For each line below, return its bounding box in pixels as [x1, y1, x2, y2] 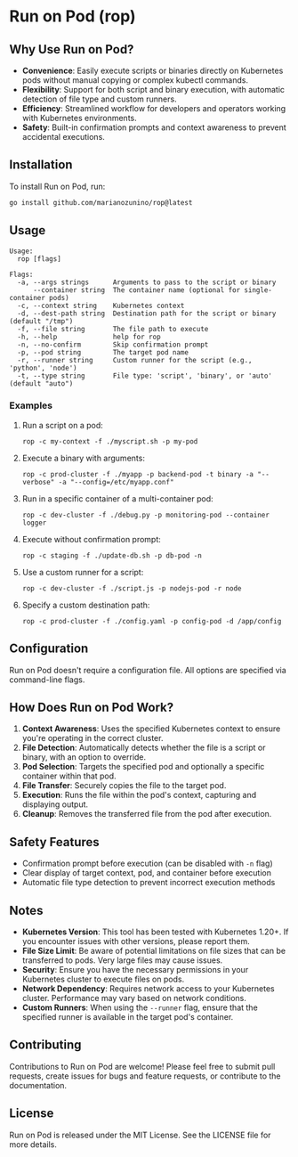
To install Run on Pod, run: [9, 181, 106, 191]
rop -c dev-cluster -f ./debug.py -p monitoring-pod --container [21, 510, 270, 519]
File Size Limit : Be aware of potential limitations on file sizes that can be [21, 946, 286, 957]
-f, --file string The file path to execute [17, 324, 209, 333]
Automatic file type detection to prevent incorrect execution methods [21, 877, 276, 888]
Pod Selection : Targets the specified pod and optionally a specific [21, 762, 265, 772]
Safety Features [9, 835, 100, 850]
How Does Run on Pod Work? [9, 700, 174, 714]
